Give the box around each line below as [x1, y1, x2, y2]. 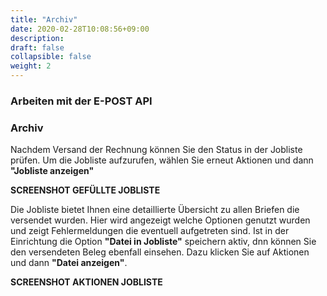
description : [10, 33, 65, 43]
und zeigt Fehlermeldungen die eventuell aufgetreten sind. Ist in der [10, 225, 290, 237]
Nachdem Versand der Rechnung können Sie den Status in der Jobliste [10, 144, 303, 156]
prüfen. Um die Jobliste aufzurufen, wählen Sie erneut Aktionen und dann [10, 154, 314, 166]
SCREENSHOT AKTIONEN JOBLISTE [10, 276, 163, 288]
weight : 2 [10, 61, 52, 71]
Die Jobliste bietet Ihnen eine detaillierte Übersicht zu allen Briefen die [10, 204, 300, 216]
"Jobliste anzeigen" [10, 165, 95, 177]
